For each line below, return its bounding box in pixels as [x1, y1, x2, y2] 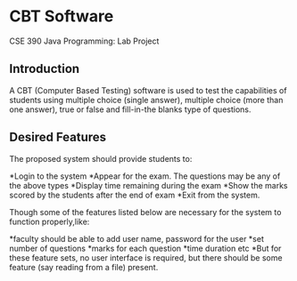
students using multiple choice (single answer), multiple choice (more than [9, 94, 284, 105]
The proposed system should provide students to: [9, 153, 193, 164]
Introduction [9, 61, 80, 76]
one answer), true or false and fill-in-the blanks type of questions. [9, 104, 252, 115]
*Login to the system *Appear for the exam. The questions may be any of [9, 171, 281, 181]
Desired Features [9, 130, 107, 145]
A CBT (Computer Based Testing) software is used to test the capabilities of [9, 84, 287, 95]
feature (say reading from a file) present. [9, 261, 159, 272]
